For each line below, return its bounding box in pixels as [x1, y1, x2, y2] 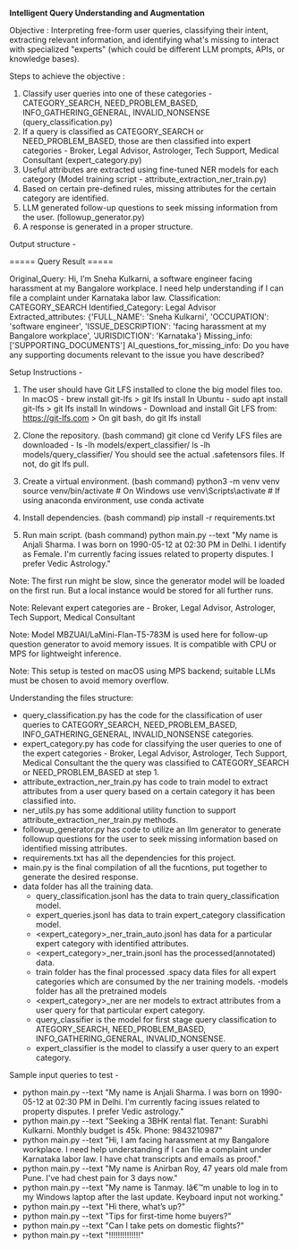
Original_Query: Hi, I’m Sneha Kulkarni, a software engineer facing [9, 273, 252, 284]
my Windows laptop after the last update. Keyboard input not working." [21, 1192, 284, 1202]
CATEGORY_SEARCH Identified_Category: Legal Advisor [9, 302, 217, 312]
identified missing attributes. [21, 843, 128, 853]
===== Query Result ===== [9, 256, 114, 267]
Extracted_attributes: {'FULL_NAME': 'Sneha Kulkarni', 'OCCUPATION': [9, 312, 269, 321]
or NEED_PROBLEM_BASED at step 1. [21, 767, 159, 777]
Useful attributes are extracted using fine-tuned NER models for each [21, 165, 279, 175]
